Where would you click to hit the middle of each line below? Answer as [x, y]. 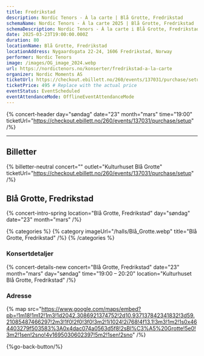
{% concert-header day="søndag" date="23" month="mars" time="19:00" [100, 114]
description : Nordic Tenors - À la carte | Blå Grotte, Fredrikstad [95, 18]
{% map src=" [24, 309]
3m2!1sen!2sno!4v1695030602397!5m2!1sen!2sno [70, 335]
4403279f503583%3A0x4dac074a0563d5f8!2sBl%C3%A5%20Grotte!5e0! [101, 328]
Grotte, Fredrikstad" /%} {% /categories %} [61, 238]
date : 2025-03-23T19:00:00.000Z [47, 35]
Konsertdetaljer [30, 254]
